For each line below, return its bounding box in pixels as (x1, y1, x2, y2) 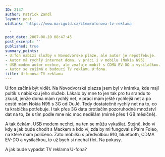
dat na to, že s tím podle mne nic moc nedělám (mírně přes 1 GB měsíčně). (5, 111, 157, 117)
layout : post (5, 16, 32, 21)
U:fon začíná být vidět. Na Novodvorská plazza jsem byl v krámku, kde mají (5, 85, 159, 91)
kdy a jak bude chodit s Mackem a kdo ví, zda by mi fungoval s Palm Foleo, (5, 126, 158, 132)
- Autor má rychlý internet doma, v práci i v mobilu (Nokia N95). (5, 57, 148, 62)
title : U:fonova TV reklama (5, 71, 63, 77)
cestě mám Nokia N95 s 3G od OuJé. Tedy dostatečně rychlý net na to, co (5, 101, 157, 106)
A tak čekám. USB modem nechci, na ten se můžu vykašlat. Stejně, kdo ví (5, 121, 156, 127)
